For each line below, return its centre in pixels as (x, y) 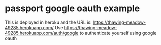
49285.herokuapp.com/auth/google (42, 33)
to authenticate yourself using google (118, 33)
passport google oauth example (73, 9)
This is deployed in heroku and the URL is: (48, 22)
